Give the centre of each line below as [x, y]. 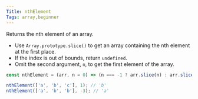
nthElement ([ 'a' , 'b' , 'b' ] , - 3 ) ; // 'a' [58, 91]
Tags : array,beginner [33, 17]
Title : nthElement [29, 11]
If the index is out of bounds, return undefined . [71, 58]
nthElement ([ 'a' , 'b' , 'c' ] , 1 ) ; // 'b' [57, 85]
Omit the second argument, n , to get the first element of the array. [95, 64]
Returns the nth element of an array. [50, 34]
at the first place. [35, 51]
